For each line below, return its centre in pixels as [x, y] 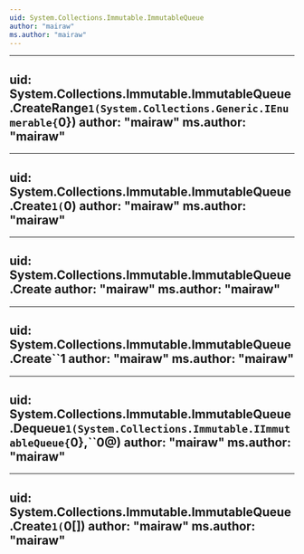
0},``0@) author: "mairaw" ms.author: [180, 443]
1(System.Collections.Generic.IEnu [189, 108]
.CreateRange [49, 108]
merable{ [34, 123]
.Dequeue [38, 429]
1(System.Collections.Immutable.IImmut [178, 429]
